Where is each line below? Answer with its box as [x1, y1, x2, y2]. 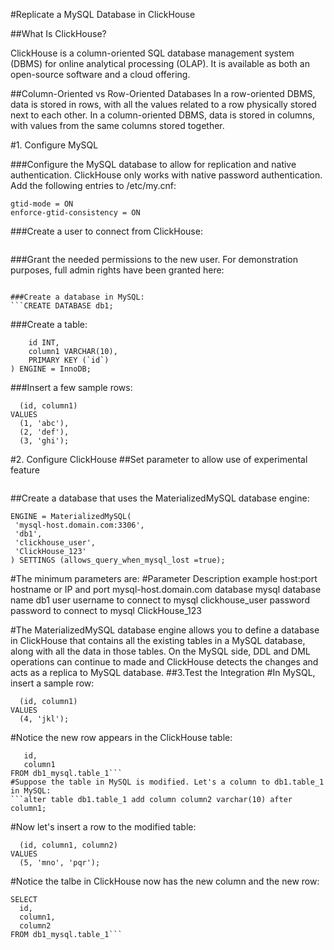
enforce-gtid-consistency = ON [10, 208, 141, 218]
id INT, [28, 338, 60, 348]
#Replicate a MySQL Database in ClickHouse [10, 9, 196, 20]
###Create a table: [10, 319, 88, 330]
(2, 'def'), [19, 427, 70, 437]
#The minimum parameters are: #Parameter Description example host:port [10, 573, 318, 584]
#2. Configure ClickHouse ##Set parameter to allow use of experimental [10, 454, 308, 465]
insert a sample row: [10, 677, 95, 689]
